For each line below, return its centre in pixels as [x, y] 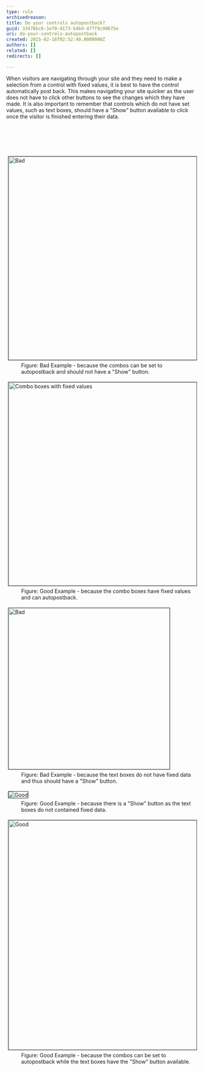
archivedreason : [26, 17]
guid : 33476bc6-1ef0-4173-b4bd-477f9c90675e [62, 28]
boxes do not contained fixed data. [64, 810]
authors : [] [21, 45]
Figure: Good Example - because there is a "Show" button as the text [106, 803]
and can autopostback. [50, 597]
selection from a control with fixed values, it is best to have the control [93, 85]
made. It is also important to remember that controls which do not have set [98, 104]
